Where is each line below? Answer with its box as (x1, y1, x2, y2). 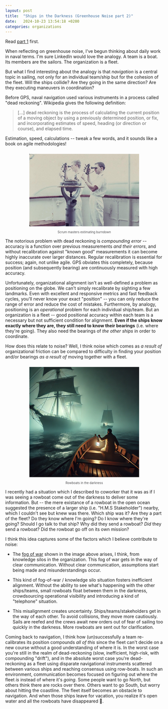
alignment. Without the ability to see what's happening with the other (12, 582, 155, 589)
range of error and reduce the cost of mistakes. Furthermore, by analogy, (5, 301, 156, 307)
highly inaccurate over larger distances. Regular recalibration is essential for (5, 254, 162, 260)
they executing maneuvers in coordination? (5, 85, 94, 91)
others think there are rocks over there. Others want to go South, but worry (5, 682, 160, 688)
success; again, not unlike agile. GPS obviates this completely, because (5, 259, 153, 265)
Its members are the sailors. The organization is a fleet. (5, 59, 119, 65)
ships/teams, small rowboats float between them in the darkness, (12, 588, 148, 594)
